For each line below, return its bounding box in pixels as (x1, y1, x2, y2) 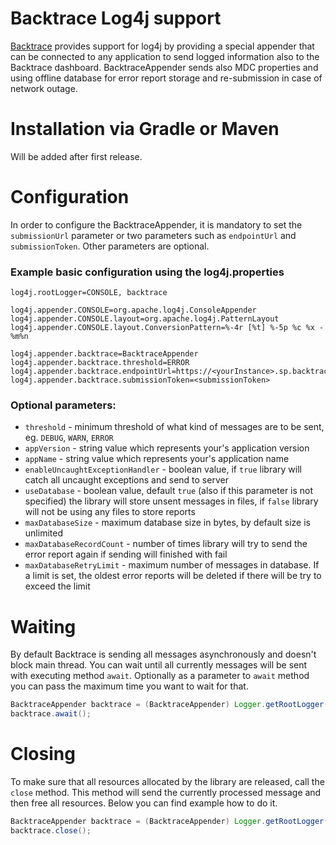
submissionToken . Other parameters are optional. (10, 240, 210, 252)
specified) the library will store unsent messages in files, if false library (24, 495, 319, 507)
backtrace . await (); (10, 709, 92, 719)
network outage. (10, 82, 78, 94)
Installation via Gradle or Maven (10, 118, 280, 141)
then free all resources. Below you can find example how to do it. (10, 797, 278, 809)
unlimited (24, 527, 63, 539)
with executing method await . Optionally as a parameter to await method (10, 670, 310, 682)
